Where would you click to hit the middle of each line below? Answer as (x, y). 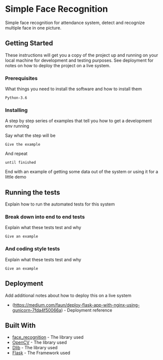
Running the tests (33, 192)
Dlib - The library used (35, 348)
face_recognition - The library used (48, 337)
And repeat (16, 154)
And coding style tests (33, 249)
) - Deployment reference (87, 310)
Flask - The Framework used (41, 353)
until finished (21, 163)
